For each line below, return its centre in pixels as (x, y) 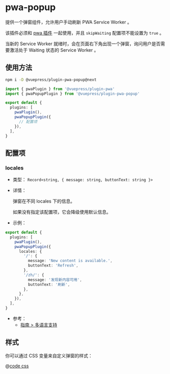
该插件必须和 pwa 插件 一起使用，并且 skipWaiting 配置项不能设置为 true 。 (85, 33)
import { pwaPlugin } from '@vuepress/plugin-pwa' (60, 89)
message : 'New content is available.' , (70, 261)
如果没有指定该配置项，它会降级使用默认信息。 (62, 212)
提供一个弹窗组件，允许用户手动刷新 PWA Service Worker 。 (69, 22)
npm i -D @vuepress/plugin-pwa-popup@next (51, 80)
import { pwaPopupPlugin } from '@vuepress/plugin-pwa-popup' (73, 94)
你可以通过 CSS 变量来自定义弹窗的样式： (49, 356)
